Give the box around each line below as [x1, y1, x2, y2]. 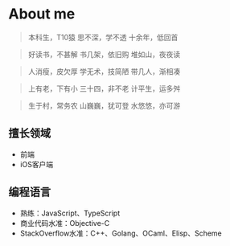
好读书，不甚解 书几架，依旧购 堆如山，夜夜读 [27, 49, 181, 59]
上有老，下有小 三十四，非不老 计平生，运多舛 [27, 84, 181, 93]
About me [8, 5, 76, 23]
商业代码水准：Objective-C [19, 218, 110, 228]
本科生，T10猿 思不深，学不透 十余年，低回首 [27, 32, 179, 42]
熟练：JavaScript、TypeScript [19, 208, 121, 218]
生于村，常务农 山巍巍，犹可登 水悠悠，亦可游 [27, 100, 181, 110]
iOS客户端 [19, 159, 54, 169]
